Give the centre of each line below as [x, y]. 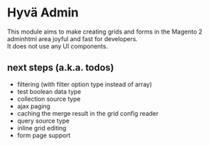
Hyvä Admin [43, 13]
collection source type [49, 99]
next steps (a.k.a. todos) [61, 68]
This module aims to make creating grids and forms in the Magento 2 [105, 32]
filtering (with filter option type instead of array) [85, 84]
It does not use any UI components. [57, 46]
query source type [43, 121]
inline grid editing [42, 127]
